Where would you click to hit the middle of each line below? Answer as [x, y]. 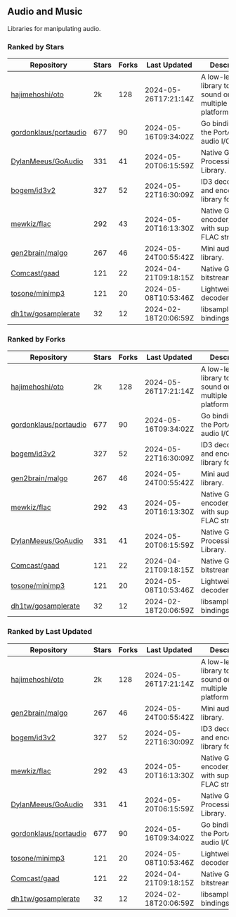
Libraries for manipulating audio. [54, 28]
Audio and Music [45, 12]
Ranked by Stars [36, 46]
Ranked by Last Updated [50, 632]
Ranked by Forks [36, 339]
